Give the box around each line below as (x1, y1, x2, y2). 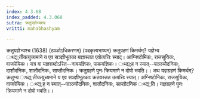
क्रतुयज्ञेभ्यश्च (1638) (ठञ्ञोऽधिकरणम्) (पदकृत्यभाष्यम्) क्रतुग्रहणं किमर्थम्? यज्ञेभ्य (6, 47, 159, 54)
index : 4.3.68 (6, 8, 42, 15)
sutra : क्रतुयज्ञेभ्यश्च (6, 20, 46, 26)
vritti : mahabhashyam (6, 25, 60, 32)
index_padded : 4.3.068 (6, 14, 63, 20)
